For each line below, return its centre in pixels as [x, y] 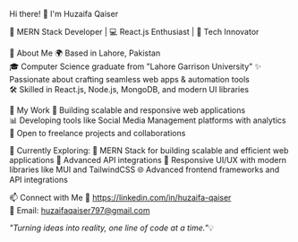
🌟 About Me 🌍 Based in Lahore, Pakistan [85, 53]
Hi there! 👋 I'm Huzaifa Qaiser [64, 14]
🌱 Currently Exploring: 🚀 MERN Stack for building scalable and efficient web [149, 151]
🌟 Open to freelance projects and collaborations [98, 133]
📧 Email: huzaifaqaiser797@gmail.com [80, 210]
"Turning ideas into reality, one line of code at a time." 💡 [112, 228]
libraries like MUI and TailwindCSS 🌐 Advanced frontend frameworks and [145, 169]
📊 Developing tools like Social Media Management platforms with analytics [148, 120]
